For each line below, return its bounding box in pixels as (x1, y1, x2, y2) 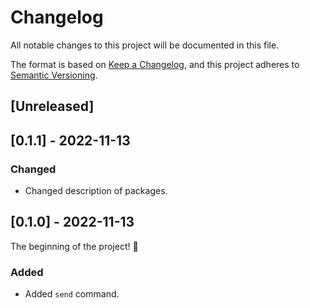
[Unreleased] (10, 98, 95, 115)
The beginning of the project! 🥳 (10, 240, 139, 252)
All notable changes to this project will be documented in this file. (10, 39, 280, 51)
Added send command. (24, 288, 120, 300)
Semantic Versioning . (10, 69, 98, 81)
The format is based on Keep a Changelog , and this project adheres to (10, 58, 300, 70)
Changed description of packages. (24, 185, 168, 197)
